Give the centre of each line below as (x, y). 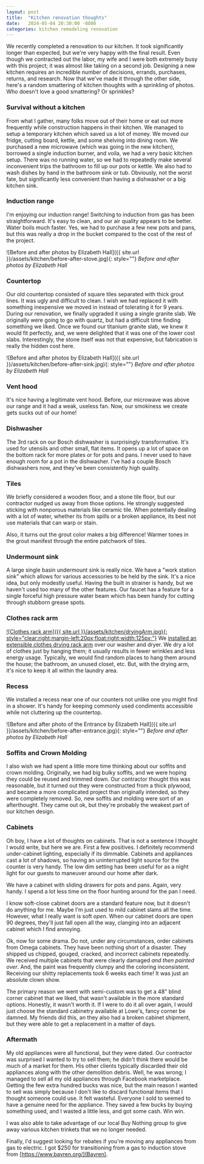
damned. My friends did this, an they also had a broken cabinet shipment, (98, 1017)
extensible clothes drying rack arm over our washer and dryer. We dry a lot (100, 644)
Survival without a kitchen (46, 107)
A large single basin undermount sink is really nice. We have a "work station (101, 570)
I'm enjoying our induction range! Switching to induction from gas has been (100, 215)
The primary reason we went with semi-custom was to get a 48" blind (93, 992)
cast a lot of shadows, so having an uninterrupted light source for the (93, 860)
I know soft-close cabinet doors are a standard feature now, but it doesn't (98, 903)
